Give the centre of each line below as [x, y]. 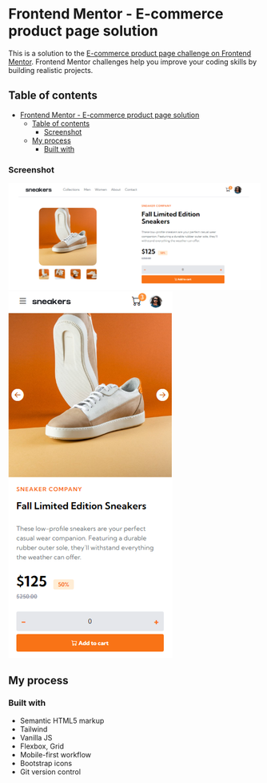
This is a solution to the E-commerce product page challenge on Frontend [130, 53]
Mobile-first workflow [56, 754]
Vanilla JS [36, 737]
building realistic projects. [51, 70]
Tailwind [34, 729]
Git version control [50, 772]
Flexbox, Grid [42, 746]
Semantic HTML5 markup [62, 720]
